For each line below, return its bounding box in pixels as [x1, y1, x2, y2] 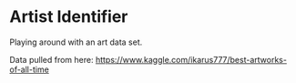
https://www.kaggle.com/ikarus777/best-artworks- [95, 54, 287, 65]
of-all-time [9, 64, 50, 75]
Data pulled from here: [9, 54, 94, 65]
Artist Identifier [9, 6, 128, 27]
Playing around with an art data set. [9, 36, 143, 47]
